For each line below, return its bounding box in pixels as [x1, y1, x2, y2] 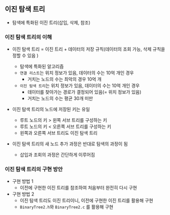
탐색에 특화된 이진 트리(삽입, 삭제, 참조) [12, 19, 90, 26]
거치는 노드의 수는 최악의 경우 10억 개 [27, 76, 102, 82]
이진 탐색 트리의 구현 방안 [5, 166, 63, 173]
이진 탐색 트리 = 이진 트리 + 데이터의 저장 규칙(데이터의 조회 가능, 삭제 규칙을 [12, 46, 165, 52]
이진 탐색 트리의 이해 [5, 33, 52, 40]
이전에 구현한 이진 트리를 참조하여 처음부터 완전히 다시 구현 [19, 185, 137, 191]
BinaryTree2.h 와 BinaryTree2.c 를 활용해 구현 [19, 204, 113, 210]
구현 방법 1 [12, 178, 34, 184]
